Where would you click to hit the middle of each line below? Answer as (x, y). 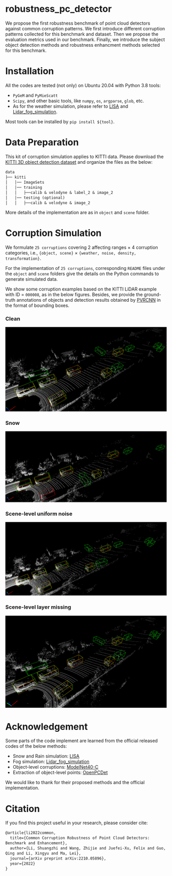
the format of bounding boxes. (37, 305)
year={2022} (23, 864)
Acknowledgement (47, 726)
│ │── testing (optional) (35, 198)
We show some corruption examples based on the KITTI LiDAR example (81, 289)
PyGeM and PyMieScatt (35, 95)
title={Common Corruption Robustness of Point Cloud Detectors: (80, 838)
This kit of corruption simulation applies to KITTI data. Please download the (84, 157)
